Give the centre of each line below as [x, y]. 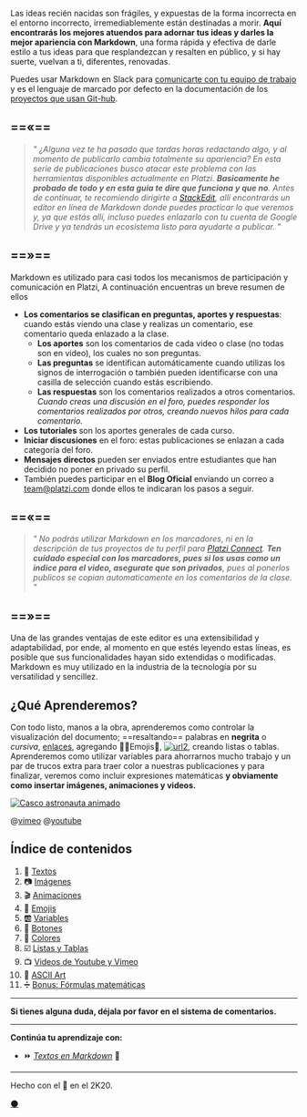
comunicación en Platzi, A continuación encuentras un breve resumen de [148, 287]
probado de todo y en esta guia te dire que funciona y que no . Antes [164, 188]
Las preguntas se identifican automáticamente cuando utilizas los [161, 363]
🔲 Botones [43, 927]
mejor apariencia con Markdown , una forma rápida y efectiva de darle [143, 42]
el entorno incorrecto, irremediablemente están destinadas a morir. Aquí [146, 23]
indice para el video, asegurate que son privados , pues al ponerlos [161, 568]
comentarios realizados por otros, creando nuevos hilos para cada [163, 411]
